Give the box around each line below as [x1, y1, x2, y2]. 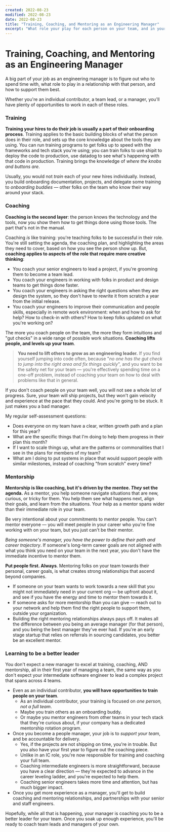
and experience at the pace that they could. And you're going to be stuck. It [5, 398, 163, 404]
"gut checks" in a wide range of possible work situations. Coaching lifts [5, 335, 155, 341]
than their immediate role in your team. [5, 506, 86, 512]
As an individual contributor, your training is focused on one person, [20, 698, 162, 704]
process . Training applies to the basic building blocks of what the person [5, 131, 158, 137]
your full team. [20, 757, 51, 764]
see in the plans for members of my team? [12, 449, 101, 456]
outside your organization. [12, 610, 67, 616]
